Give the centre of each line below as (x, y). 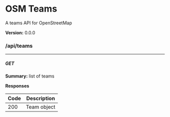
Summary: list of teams (30, 76)
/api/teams (19, 46)
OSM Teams (31, 9)
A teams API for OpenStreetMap (39, 23)
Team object (41, 107)
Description (40, 98)
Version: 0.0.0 (20, 32)
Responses (17, 86)
